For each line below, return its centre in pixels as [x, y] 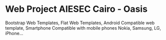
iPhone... [14, 33]
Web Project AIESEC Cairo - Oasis [77, 9]
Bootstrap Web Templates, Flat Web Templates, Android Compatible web [80, 23]
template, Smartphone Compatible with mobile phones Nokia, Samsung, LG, [83, 28]
